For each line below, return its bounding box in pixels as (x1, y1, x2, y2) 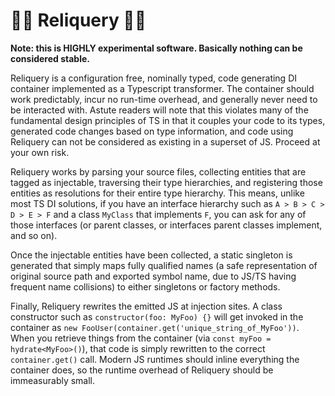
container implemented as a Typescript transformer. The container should (10, 82, 315, 94)
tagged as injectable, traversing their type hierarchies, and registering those (10, 176, 323, 188)
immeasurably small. (10, 374, 96, 386)
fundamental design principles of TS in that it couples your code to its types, (10, 114, 326, 126)
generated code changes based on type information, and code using (10, 125, 294, 137)
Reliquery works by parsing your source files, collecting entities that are (10, 165, 307, 178)
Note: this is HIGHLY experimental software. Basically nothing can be (10, 42, 303, 54)
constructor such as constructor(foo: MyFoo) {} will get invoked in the (10, 310, 304, 323)
